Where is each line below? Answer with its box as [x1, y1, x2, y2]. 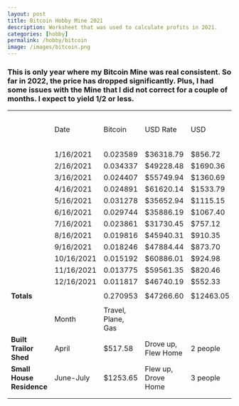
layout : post [7, 10, 46, 18]
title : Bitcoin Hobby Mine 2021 [7, 17, 103, 24]
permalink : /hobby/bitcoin [7, 37, 87, 44]
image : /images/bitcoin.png [7, 43, 91, 51]
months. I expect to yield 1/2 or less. [7, 93, 134, 103]
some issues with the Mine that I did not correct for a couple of [7, 85, 228, 95]
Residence [11, 382, 48, 392]
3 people [191, 373, 221, 383]
